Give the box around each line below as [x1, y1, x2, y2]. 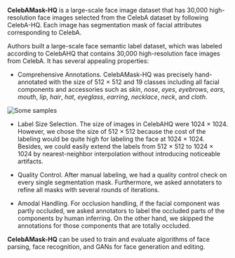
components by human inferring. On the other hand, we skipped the [17, 214, 214, 222]
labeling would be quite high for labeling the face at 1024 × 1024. [17, 135, 205, 143]
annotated [17, 78, 48, 86]
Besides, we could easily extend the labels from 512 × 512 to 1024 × [17, 142, 214, 150]
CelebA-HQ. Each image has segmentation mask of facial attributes [7, 21, 202, 29]
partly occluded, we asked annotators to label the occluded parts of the [17, 207, 225, 215]
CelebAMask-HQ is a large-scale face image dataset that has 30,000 [7, 6, 208, 14]
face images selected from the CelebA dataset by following [37, 13, 209, 22]
